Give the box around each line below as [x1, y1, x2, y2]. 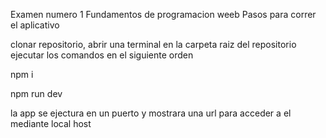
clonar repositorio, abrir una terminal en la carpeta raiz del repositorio [10, 39, 297, 50]
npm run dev [10, 88, 63, 99]
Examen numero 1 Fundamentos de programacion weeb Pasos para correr [10, 9, 317, 20]
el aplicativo [10, 19, 60, 31]
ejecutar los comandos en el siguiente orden [10, 49, 194, 61]
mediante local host [10, 118, 92, 129]
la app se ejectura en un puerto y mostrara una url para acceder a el [10, 107, 292, 119]
